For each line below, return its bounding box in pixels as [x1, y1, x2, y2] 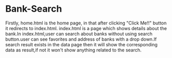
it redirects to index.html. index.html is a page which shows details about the [5, 25, 167, 31]
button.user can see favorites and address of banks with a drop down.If [5, 36, 157, 42]
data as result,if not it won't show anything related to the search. [5, 47, 142, 53]
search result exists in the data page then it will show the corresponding [5, 41, 158, 47]
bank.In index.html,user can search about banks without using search [5, 31, 152, 37]
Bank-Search [5, 3, 63, 15]
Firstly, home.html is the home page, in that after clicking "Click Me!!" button [5, 20, 167, 26]
